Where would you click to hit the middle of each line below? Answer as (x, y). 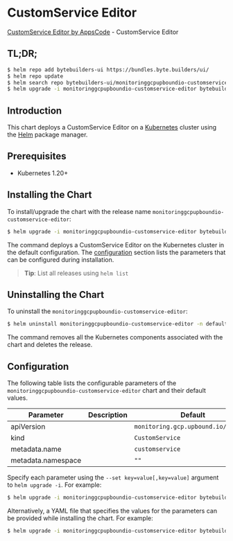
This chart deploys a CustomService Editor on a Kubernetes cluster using (112, 127)
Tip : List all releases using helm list (76, 273)
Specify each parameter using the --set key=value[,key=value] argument (113, 478)
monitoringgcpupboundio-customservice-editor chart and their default (107, 391)
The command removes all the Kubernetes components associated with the (115, 337)
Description (108, 415)
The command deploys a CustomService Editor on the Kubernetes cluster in (116, 245)
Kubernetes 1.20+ (42, 173)
